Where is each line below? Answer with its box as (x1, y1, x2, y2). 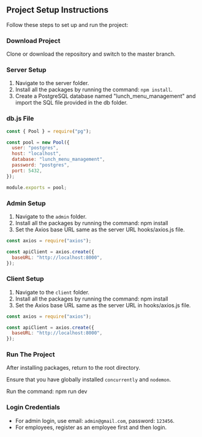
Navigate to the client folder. (15, 288, 90, 296)
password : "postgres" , (12, 162, 70, 168)
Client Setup (6, 275, 44, 283)
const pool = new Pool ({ (6, 139, 70, 146)
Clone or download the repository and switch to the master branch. (6, 50, 176, 58)
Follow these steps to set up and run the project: (6, 21, 129, 28)
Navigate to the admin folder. (15, 212, 87, 220)
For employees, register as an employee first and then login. (15, 424, 167, 431)
